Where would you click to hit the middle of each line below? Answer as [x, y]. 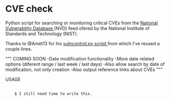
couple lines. [19, 49]
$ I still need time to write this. [54, 94]
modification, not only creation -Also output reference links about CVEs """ [84, 70]
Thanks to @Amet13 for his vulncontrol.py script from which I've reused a [82, 43]
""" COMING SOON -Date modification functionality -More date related [80, 58]
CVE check [29, 9]
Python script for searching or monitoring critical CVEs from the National [82, 23]
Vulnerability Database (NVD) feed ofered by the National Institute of [77, 28]
